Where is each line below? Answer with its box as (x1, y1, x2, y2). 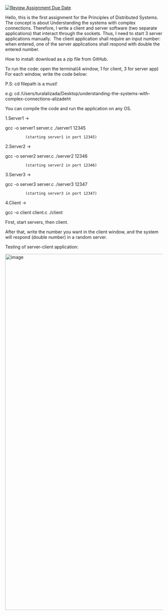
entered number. (5, 47, 39, 52)
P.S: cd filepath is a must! (5, 81, 57, 87)
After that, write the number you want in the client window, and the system (5, 229, 158, 235)
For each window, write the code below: (5, 71, 87, 77)
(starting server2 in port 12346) (25, 163, 97, 168)
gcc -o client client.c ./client (5, 209, 63, 215)
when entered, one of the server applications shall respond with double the (5, 41, 160, 47)
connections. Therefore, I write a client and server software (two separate (5, 25, 157, 31)
